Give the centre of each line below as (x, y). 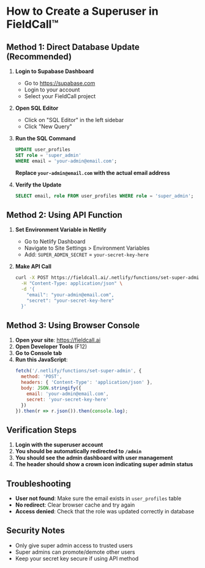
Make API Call (33, 267)
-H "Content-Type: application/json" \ (72, 283)
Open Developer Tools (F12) (51, 347)
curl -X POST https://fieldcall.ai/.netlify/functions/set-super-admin (108, 278)
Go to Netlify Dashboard (55, 242)
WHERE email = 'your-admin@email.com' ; (66, 161)
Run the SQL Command (45, 138)
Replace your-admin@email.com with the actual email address (92, 172)
